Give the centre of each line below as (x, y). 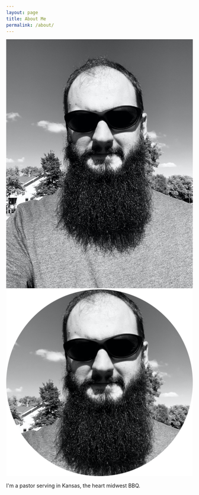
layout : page (22, 12)
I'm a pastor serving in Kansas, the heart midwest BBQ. (73, 486)
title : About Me (26, 19)
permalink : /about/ (30, 25)
